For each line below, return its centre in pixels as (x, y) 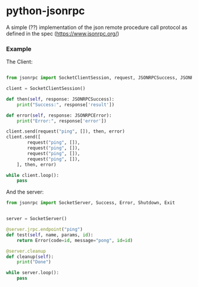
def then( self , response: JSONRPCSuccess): (60, 99)
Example (19, 49)
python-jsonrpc (46, 11)
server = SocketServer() (37, 219)
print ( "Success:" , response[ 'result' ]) (66, 105)
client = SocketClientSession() (46, 89)
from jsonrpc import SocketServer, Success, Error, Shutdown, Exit (91, 203)
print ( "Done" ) (34, 262)
